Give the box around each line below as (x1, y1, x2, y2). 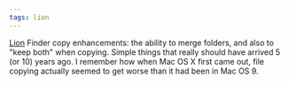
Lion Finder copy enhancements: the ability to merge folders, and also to (9, 37, 275, 48)
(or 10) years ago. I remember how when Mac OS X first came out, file (9, 56, 264, 66)
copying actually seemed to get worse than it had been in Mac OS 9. (9, 66, 259, 76)
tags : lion (9, 12, 50, 22)
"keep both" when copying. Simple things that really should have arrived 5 (9, 46, 281, 58)
